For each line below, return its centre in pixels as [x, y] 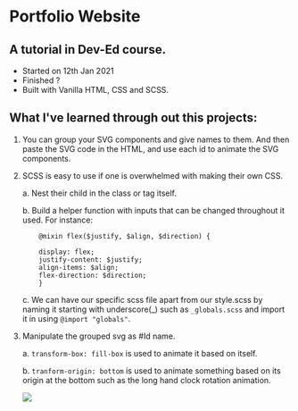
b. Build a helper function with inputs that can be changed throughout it [153, 210]
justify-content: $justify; [91, 260]
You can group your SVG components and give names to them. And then [156, 139]
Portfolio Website [75, 17]
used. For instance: [58, 220]
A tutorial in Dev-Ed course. [88, 50]
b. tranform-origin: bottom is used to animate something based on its [151, 370]
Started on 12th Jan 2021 [68, 71]
